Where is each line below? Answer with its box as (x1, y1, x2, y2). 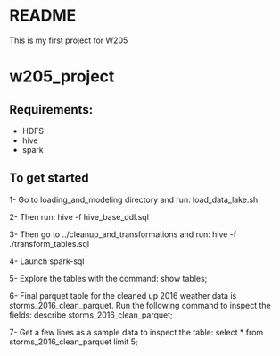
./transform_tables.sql (9, 238, 90, 249)
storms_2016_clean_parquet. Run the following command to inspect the (9, 300, 271, 310)
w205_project (9, 66, 115, 87)
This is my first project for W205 (9, 35, 128, 46)
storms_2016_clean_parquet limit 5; (9, 336, 138, 347)
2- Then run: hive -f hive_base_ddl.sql (9, 211, 150, 222)
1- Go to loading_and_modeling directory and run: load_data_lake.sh (9, 194, 259, 205)
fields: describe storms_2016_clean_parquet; (9, 309, 174, 320)
